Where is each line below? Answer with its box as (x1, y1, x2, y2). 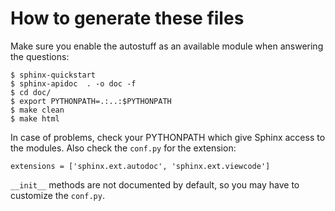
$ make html (10, 113, 60, 124)
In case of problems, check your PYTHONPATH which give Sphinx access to (10, 131, 326, 143)
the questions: (10, 50, 70, 62)
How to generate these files (10, 7, 245, 30)
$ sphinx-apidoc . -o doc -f (10, 78, 137, 89)
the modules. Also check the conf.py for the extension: (10, 142, 237, 154)
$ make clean (10, 105, 65, 115)
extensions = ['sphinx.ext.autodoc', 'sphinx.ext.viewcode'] (10, 161, 271, 171)
